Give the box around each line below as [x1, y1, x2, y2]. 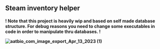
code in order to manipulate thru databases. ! [5, 28, 101, 34]
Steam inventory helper [5, 4, 80, 12]
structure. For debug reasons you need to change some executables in [5, 23, 155, 29]
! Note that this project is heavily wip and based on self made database [5, 17, 155, 24]
